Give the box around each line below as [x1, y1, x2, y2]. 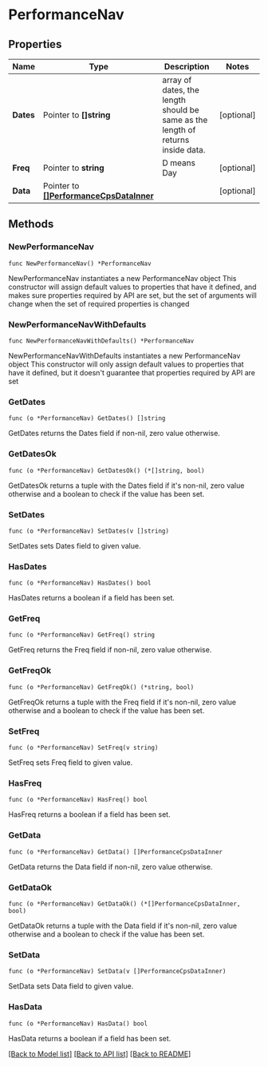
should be [162, 105, 199, 115]
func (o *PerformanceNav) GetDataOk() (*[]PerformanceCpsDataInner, [8, 900, 241, 908]
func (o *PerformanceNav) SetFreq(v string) [8, 744, 159, 752]
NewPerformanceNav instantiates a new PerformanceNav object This [8, 273, 237, 283]
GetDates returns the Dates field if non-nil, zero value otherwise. [8, 429, 221, 438]
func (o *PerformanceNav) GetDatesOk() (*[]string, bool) [8, 466, 205, 474]
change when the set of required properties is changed [8, 299, 190, 308]
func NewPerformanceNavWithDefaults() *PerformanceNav [8, 337, 195, 345]
